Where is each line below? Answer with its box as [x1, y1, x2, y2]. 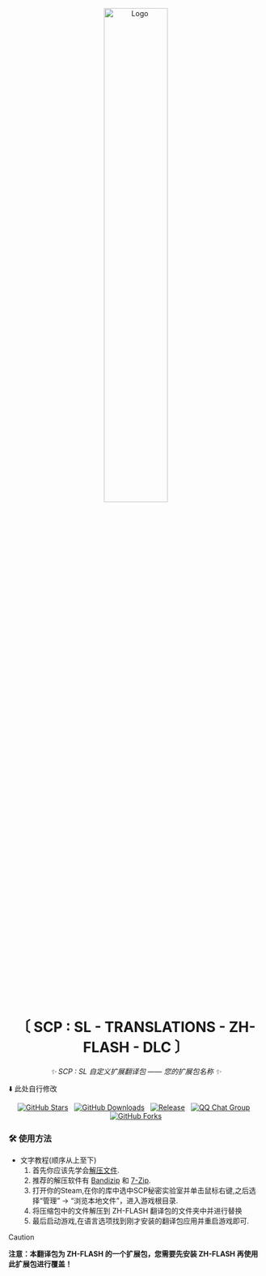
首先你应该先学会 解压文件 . [32, 1166, 120, 1175]
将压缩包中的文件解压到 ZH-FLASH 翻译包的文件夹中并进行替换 [32, 1206, 243, 1216]
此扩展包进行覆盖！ [8, 1259, 73, 1269]
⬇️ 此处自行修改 [8, 1083, 58, 1094]
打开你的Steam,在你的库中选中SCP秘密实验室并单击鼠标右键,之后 [32, 1186, 249, 1196]
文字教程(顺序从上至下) [19, 1155, 97, 1165]
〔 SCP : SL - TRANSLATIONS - [15, 1018, 226, 1037]
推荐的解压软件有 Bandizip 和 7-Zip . [32, 1175, 151, 1185]
